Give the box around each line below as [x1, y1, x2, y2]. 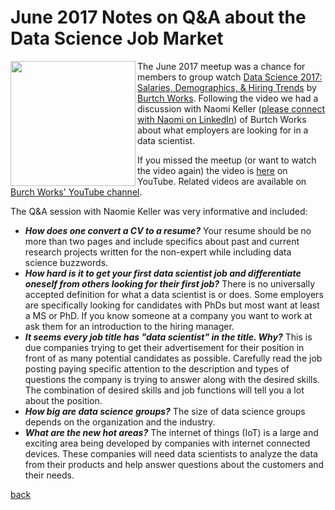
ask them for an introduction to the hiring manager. [24, 320, 235, 332]
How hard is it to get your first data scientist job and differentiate [24, 267, 302, 279]
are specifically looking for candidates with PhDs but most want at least [24, 299, 320, 311]
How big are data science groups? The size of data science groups [24, 405, 306, 417]
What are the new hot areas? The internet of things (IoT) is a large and [24, 426, 319, 438]
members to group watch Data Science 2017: [137, 71, 323, 83]
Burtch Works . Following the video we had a [137, 92, 319, 104]
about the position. [24, 394, 103, 406]
